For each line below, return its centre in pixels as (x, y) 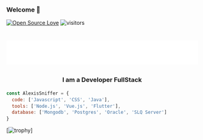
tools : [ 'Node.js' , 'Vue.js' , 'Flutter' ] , (66, 106)
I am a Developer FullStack (102, 80)
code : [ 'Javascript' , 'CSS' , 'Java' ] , (61, 99)
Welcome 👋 (23, 10)
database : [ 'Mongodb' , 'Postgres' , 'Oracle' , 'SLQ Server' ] (89, 112)
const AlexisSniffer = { (38, 93)
